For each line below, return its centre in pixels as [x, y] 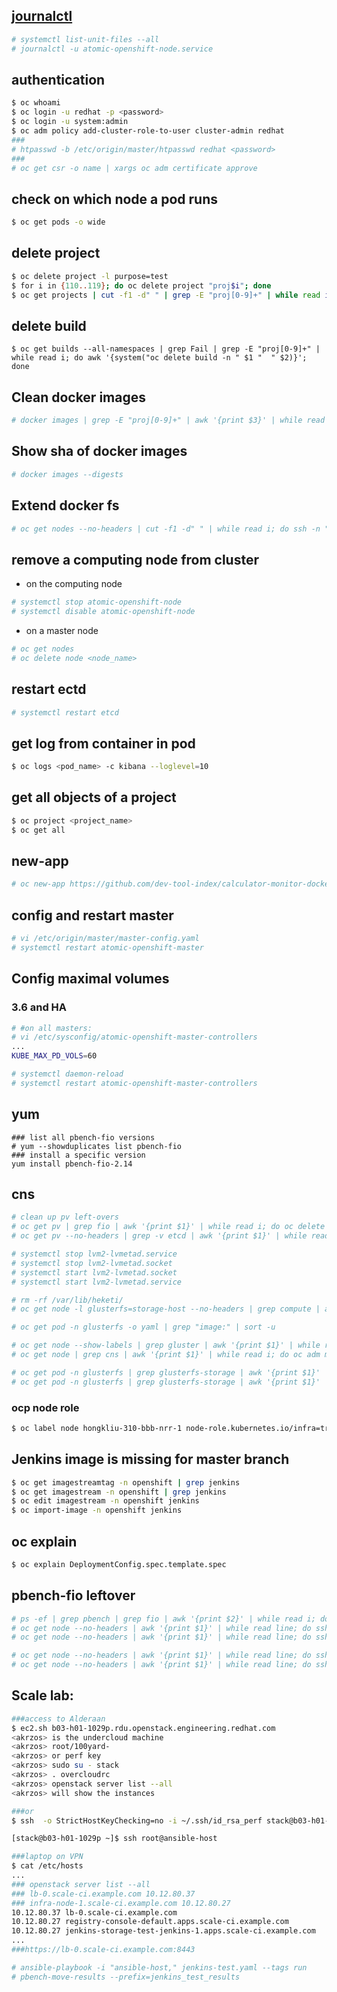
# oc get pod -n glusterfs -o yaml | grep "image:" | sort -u [143, 1327]
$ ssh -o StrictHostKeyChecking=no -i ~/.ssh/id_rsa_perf [137, 1820]
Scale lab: [42, 1695]
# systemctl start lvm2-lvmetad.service [97, 1282]
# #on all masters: [52, 1028]
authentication [58, 79]
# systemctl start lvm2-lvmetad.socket [94, 1272]
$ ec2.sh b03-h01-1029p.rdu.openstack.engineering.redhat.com [143, 1728]
